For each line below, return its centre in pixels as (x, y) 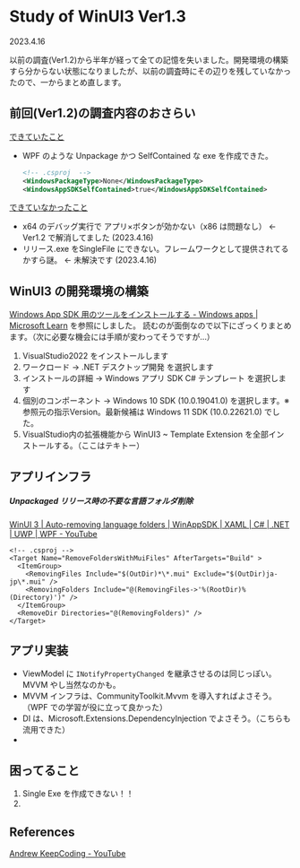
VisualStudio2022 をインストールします (95, 356)
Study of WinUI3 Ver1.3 (98, 17)
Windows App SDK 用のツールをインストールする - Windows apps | (134, 315)
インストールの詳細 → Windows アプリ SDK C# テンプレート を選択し (150, 378)
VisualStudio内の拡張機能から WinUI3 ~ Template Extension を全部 (145, 434)
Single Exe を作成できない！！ (78, 794)
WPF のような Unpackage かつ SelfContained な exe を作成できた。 (147, 155)
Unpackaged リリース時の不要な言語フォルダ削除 (102, 501)
